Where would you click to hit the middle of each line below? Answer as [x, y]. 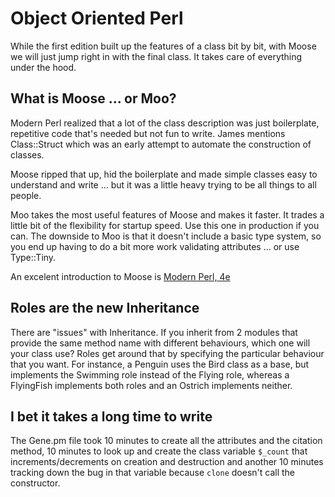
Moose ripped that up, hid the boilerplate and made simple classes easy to [164, 174]
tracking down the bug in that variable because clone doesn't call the [152, 473]
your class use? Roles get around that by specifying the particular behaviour [167, 353]
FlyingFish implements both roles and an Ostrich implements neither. [151, 385]
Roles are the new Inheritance [105, 308]
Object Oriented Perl [97, 18]
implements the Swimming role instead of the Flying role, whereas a [150, 374]
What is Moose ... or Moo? [93, 98]
